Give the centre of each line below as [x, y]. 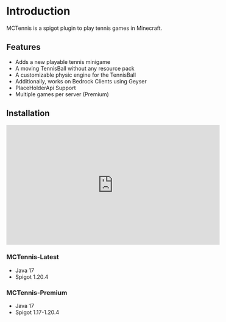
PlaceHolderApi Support [45, 88]
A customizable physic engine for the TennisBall [75, 75]
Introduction [38, 11]
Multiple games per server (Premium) [62, 94]
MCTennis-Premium [37, 292]
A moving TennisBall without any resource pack [75, 68]
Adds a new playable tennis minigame [63, 61]
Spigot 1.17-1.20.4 [37, 312]
